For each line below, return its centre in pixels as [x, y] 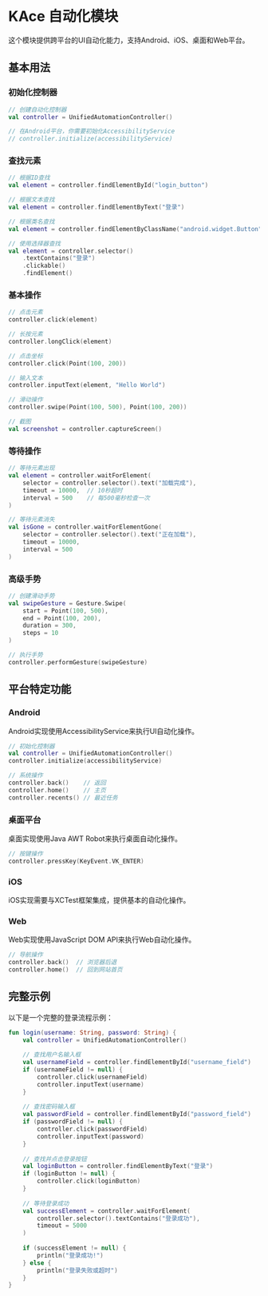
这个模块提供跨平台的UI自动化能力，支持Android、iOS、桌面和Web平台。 [129, 40]
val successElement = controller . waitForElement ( [107, 1211]
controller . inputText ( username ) [91, 1084]
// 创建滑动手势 [32, 596]
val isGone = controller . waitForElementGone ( [85, 527]
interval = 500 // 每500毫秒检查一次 [86, 498]
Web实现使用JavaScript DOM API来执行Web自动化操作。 [102, 939]
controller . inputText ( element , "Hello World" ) [87, 385]
